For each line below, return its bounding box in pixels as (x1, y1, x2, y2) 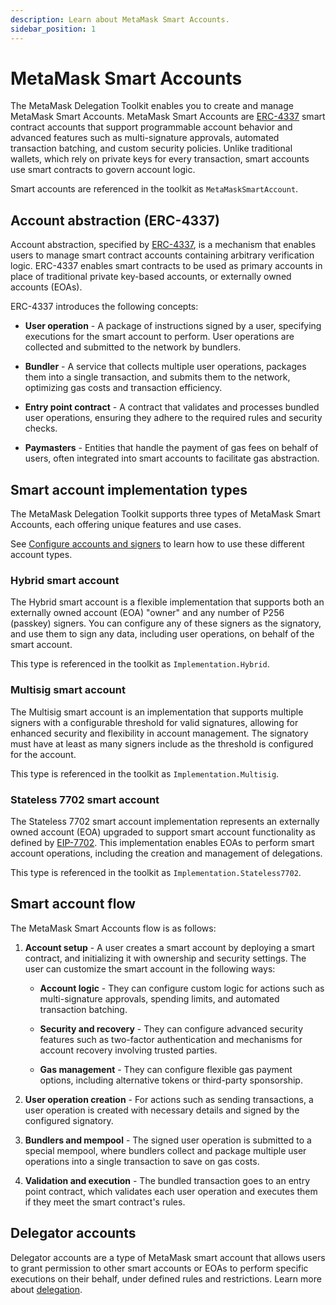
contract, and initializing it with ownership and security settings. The (24, 952, 307, 964)
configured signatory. (24, 1114, 114, 1126)
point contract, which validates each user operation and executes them (24, 1185, 318, 1197)
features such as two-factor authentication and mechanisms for (39, 1033, 303, 1045)
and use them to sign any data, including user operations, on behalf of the (10, 628, 315, 640)
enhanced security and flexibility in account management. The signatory (10, 727, 309, 739)
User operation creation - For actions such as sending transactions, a (24, 1093, 314, 1105)
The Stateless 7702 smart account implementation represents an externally (10, 815, 320, 827)
